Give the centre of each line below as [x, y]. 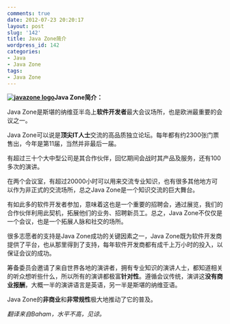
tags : [15, 71]
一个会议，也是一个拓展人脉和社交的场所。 [67, 222]
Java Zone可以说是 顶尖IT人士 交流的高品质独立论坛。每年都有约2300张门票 [113, 135]
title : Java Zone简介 [37, 39]
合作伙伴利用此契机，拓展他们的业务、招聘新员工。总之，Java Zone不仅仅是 [115, 213]
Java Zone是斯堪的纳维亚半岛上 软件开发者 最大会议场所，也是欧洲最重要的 [112, 112]
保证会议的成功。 [31, 253]
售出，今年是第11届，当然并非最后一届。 [64, 144]
